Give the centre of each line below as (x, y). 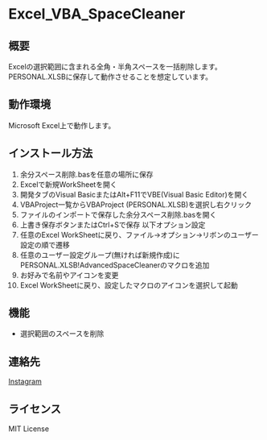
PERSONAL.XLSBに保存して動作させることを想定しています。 (111, 77)
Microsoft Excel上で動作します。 (62, 125)
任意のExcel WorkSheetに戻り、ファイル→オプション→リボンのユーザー (139, 235)
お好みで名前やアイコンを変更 (69, 275)
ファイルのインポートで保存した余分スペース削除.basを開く (118, 214)
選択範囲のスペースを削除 (62, 334)
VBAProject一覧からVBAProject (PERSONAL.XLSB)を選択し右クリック (136, 204)
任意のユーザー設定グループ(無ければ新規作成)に (100, 255)
